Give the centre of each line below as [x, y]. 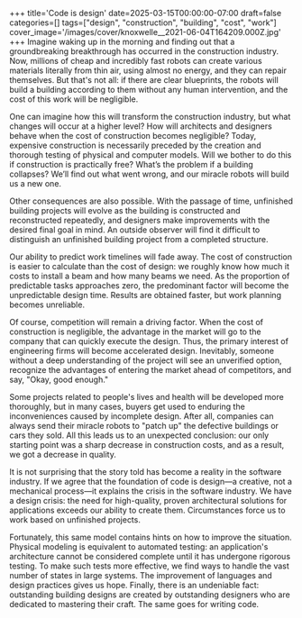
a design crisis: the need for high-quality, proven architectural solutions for [148, 500]
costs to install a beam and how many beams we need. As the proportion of [150, 276]
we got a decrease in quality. [63, 454]
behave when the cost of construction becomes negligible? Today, [133, 136]
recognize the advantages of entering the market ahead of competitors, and [151, 370]
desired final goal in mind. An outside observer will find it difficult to [135, 230]
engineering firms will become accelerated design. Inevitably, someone [142, 351]
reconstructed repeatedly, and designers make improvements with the [140, 220]
